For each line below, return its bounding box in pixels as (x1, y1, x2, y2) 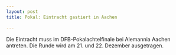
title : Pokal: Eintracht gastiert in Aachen (6, 14, 118, 20)
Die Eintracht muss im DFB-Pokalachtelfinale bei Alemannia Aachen (6, 35, 171, 43)
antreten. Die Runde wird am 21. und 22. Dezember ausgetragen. (6, 42, 164, 49)
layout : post (6, 8, 38, 15)
